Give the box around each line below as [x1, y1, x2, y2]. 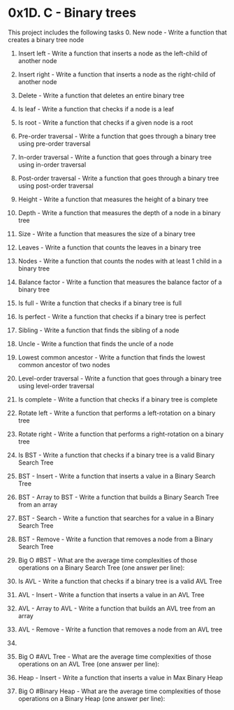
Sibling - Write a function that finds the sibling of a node [17, 326, 180, 334]
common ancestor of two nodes [17, 360, 110, 369]
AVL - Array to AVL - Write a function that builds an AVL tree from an [17, 604, 216, 613]
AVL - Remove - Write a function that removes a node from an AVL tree [17, 625, 223, 634]
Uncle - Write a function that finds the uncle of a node [17, 339, 174, 348]
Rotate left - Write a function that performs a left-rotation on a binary [17, 409, 216, 417]
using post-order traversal [17, 181, 94, 190]
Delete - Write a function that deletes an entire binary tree [17, 91, 184, 100]
